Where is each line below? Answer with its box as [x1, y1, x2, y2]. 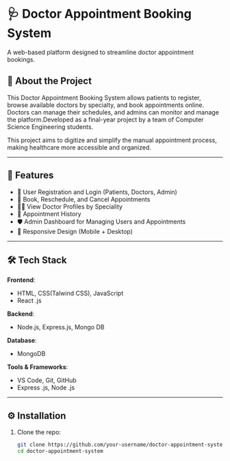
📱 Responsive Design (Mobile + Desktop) [16, 227, 133, 235]
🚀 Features [7, 169, 54, 181]
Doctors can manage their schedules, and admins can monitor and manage [7, 108, 219, 116]
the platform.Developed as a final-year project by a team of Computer [7, 115, 204, 123]
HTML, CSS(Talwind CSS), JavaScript [16, 289, 124, 298]
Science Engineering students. [7, 122, 94, 131]
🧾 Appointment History [16, 209, 81, 217]
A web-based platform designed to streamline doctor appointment [7, 48, 194, 56]
